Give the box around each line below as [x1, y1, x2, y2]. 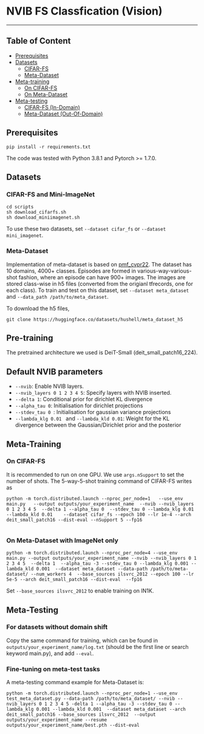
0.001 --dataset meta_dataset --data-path [36, 566, 148, 572]
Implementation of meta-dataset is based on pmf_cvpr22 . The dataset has [6, 260, 192, 268]
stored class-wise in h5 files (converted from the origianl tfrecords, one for [6, 280, 193, 287]
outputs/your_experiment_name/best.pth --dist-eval [6, 722, 140, 729]
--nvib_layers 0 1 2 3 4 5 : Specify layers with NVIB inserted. [15, 389, 172, 396]
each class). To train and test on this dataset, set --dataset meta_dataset [6, 287, 189, 294]
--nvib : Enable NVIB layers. [15, 382, 84, 390]
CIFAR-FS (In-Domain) [24, 103, 80, 110]
